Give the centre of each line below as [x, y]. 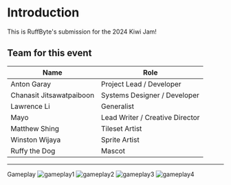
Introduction [43, 13]
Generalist [117, 106]
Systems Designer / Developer [150, 95]
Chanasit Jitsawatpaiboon [53, 95]
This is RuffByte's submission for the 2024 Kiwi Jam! [82, 32]
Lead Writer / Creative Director [150, 117]
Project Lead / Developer [141, 84]
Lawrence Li [30, 106]
